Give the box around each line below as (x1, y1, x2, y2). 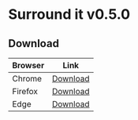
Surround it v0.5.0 (8, 5, 131, 24)
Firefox (12, 86, 38, 96)
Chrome (12, 73, 42, 84)
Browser (12, 60, 45, 71)
